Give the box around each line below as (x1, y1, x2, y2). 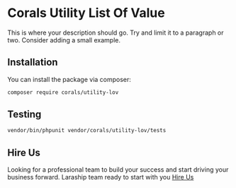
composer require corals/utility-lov (7, 88, 119, 96)
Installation (7, 57, 58, 69)
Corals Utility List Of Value (7, 5, 165, 21)
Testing (7, 108, 42, 121)
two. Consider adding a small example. (7, 35, 120, 44)
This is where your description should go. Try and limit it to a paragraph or (7, 28, 225, 37)
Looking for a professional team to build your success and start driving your (7, 165, 229, 174)
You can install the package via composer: (7, 75, 131, 83)
